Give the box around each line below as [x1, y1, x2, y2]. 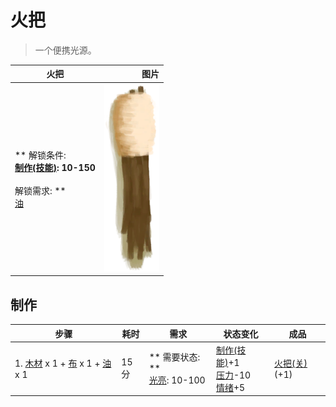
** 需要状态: [148, 351, 201, 363]
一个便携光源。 [34, 44, 97, 56]
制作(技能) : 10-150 [14, 161, 96, 173]
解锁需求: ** [14, 184, 67, 196]
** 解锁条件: [14, 149, 67, 161]
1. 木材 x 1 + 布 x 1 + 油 [14, 357, 112, 370]
